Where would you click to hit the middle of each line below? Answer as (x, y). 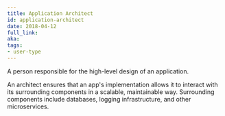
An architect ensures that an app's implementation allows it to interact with (113, 84)
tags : (15, 45)
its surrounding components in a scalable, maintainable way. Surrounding (111, 92)
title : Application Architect (50, 13)
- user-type (24, 52)
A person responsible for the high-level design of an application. (98, 71)
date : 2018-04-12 (32, 26)
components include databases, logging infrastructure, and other (99, 99)
